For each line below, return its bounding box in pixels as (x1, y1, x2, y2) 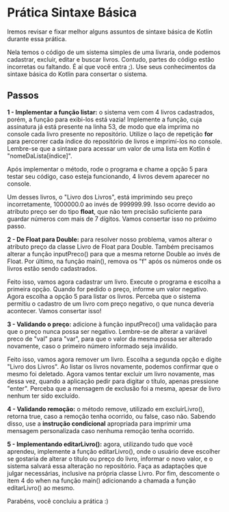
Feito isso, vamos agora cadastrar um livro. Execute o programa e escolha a (7, 278, 221, 286)
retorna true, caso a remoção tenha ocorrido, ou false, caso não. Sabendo (7, 412, 216, 420)
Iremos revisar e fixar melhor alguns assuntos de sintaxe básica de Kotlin (7, 27, 213, 36)
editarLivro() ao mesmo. (7, 483, 75, 491)
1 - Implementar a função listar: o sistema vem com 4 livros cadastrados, (7, 108, 215, 116)
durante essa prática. (7, 34, 67, 42)
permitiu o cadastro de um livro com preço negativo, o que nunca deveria (7, 300, 214, 308)
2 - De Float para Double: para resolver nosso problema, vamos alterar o (7, 235, 213, 243)
